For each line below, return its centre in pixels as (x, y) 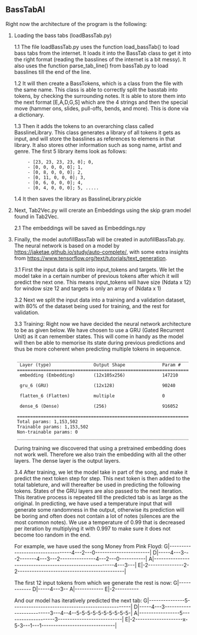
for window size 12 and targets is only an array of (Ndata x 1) (88, 288)
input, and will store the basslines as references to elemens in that (94, 139)
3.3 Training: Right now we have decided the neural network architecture (102, 323)
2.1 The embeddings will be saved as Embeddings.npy (80, 228)
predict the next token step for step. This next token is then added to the (102, 478)
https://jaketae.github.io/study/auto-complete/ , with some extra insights (101, 252)
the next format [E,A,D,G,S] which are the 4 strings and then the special (101, 102)
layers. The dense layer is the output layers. (67, 460)
